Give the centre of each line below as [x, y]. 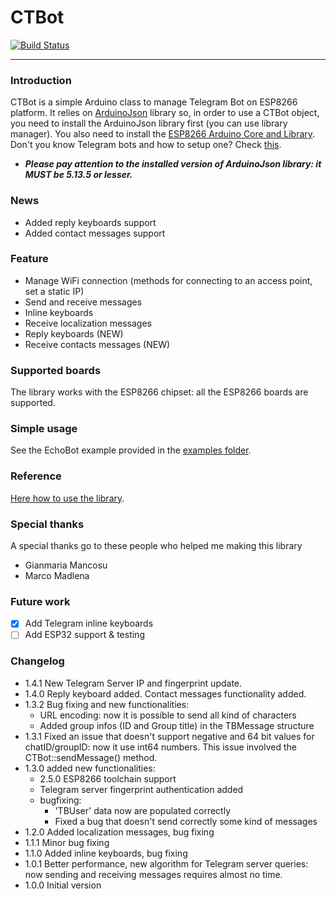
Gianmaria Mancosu [66, 565]
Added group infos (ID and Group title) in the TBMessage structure [177, 725]
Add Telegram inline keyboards [89, 623]
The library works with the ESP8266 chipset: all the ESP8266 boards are [159, 392]
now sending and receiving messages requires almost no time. [153, 874]
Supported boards [56, 370]
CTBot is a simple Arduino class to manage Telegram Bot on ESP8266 [154, 102]
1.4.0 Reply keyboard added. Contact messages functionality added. [165, 693]
